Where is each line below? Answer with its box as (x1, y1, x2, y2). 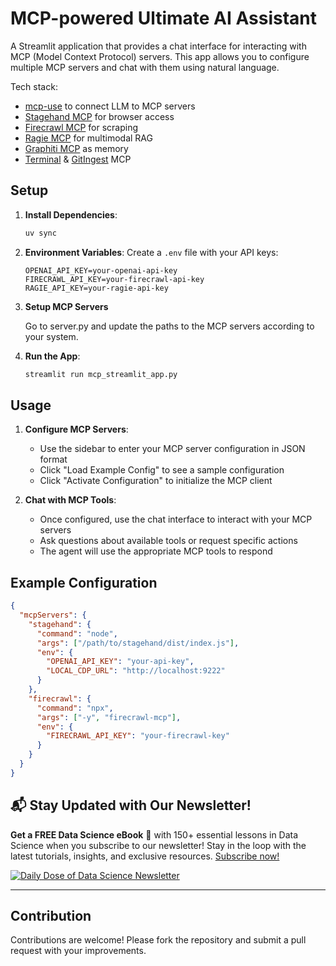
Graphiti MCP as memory (24, 142, 129, 154)
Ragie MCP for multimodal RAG (24, 132, 153, 144)
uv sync (24, 228, 57, 238)
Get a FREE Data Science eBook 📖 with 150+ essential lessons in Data (10, 828, 299, 841)
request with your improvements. (10, 945, 147, 957)
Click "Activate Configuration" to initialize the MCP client (39, 475, 273, 487)
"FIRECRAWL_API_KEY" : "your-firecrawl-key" (46, 731, 230, 741)
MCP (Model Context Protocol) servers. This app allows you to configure (10, 50, 310, 62)
